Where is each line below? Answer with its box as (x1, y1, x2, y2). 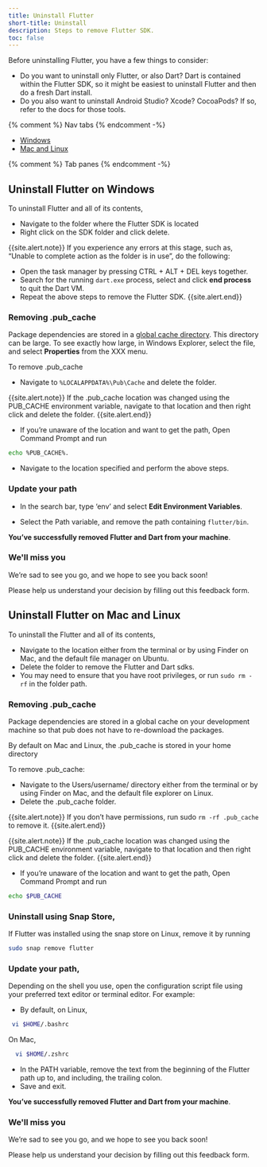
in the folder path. (29, 679, 87, 688)
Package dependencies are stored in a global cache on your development (8, 716, 250, 726)
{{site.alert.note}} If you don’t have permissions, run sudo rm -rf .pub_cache (8, 812, 260, 821)
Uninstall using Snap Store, (8, 911, 116, 922)
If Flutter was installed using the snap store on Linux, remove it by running (8, 929, 250, 939)
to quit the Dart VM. (19, 284, 85, 293)
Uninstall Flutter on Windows (8, 182, 155, 196)
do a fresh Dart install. (19, 88, 93, 98)
